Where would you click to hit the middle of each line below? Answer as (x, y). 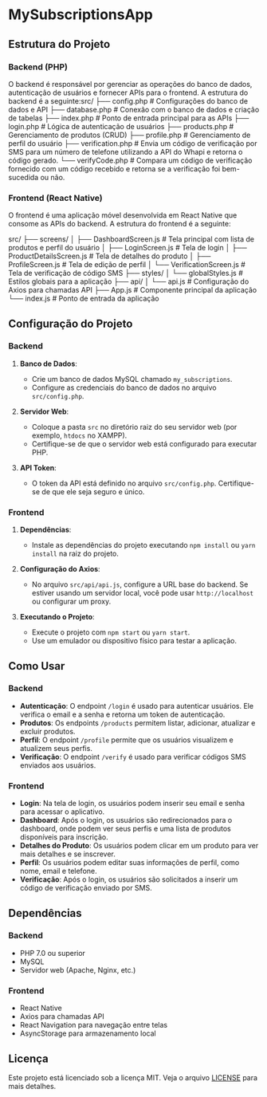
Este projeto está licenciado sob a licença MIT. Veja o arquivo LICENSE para (133, 1077)
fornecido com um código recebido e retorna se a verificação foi (114, 168)
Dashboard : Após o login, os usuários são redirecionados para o (126, 820)
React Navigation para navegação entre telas (94, 1025)
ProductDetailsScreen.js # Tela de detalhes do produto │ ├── (110, 256)
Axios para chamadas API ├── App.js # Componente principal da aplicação (133, 290)
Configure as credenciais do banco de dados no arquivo (124, 387)
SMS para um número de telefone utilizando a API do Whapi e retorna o (126, 151)
